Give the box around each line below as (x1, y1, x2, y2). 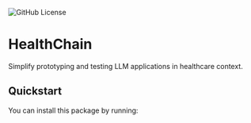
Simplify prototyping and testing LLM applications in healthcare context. (8, 61, 243, 71)
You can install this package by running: (8, 106, 139, 115)
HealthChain (8, 36, 93, 53)
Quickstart (8, 84, 63, 98)
